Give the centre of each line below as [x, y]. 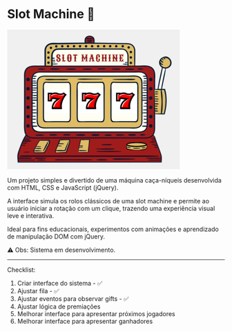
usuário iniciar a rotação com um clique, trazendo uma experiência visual [111, 208]
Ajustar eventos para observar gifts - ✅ [73, 298]
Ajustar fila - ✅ [38, 290]
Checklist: [21, 270]
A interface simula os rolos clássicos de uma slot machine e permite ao [108, 201]
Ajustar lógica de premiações [59, 306]
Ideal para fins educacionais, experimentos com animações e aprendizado [113, 229]
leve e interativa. [31, 215]
